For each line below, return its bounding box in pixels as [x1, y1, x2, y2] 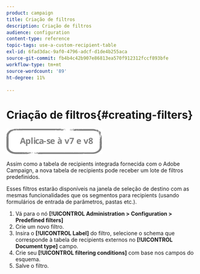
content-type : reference [6, 36, 70, 42]
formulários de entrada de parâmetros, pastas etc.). [6, 198, 137, 205]
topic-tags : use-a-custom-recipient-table [6, 42, 117, 48]
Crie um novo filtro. [15, 223, 64, 230]
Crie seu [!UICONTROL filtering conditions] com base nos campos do [15, 249, 194, 257]
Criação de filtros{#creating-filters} [6, 108, 193, 122]
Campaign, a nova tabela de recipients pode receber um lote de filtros [6, 167, 183, 174]
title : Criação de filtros [6, 16, 75, 23]
